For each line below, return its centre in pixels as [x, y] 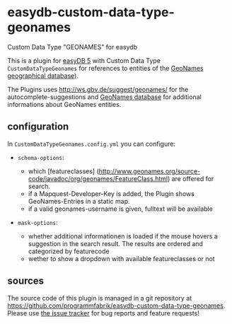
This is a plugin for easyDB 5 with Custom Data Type [84, 60]
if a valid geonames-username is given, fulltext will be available [121, 209]
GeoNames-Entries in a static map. [79, 201]
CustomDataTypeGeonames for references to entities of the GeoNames [105, 68]
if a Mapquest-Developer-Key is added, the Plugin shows [111, 193]
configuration [38, 127]
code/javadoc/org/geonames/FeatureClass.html [98, 178]
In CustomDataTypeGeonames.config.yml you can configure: [91, 144]
